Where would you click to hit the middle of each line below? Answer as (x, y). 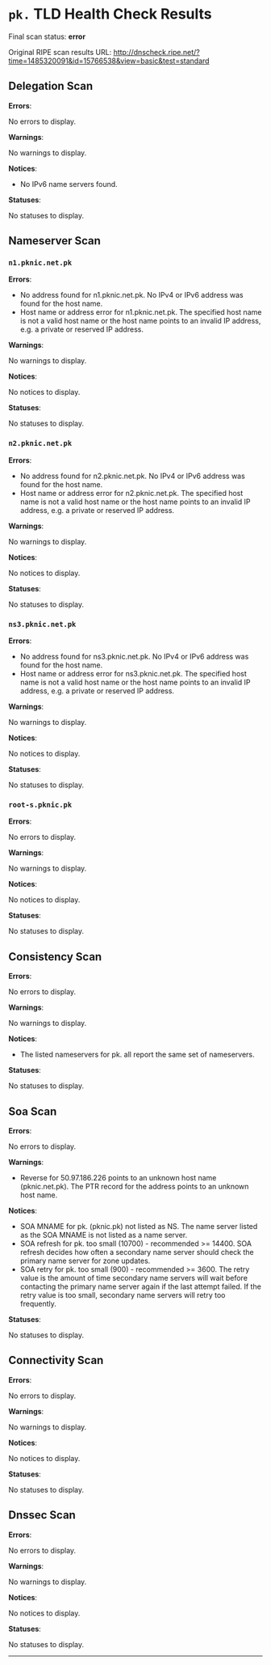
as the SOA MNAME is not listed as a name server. (104, 1235)
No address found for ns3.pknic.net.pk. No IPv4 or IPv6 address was (134, 657)
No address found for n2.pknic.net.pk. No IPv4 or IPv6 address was (133, 476)
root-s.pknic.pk (40, 805)
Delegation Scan (51, 86)
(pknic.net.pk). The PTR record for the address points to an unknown (134, 1186)
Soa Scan (33, 1111)
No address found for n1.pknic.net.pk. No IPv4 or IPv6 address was (131, 295)
